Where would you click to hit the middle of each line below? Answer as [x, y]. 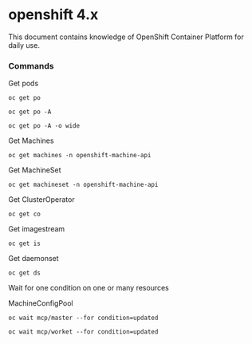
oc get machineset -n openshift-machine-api [83, 185]
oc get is [25, 244]
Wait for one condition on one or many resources [89, 288]
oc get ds [25, 273]
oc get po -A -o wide [44, 126]
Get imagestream [37, 229]
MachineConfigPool [41, 303]
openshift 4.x [53, 15]
